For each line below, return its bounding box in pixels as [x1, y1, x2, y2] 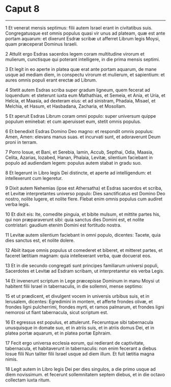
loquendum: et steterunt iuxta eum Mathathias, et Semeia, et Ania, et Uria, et [5, 92, 165, 98]
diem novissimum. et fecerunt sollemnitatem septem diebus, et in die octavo [5, 371, 165, 377]
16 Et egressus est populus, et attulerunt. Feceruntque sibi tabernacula [5, 319, 154, 325]
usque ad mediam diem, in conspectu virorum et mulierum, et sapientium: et [5, 71, 165, 78]
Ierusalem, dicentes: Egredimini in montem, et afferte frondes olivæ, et [5, 298, 153, 304]
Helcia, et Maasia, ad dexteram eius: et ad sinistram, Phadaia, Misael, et [5, 97, 156, 104]
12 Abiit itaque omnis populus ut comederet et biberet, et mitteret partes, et [5, 247, 163, 253]
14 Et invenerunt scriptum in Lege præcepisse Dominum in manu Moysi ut [5, 277, 160, 283]
